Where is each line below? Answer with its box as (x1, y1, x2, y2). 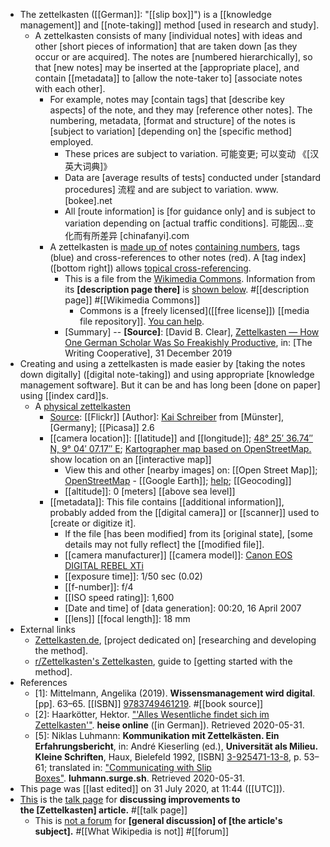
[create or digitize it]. (49, 517, 137, 529)
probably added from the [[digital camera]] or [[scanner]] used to (49, 507, 320, 518)
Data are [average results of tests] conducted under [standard (64, 172, 321, 183)
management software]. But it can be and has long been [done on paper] (19, 379, 321, 391)
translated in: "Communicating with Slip (49, 762, 212, 773)
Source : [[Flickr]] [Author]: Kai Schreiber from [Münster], (49, 411, 285, 423)
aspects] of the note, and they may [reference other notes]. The (49, 104, 313, 116)
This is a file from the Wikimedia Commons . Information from (64, 273, 316, 284)
